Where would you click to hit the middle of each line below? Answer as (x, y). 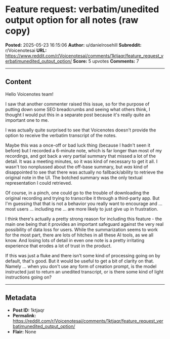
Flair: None (24, 331)
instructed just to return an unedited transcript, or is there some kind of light (84, 272)
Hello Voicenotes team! (30, 94)
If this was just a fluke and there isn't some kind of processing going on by (83, 255)
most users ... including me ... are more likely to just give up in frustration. (82, 209)
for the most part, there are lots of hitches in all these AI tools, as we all (79, 235)
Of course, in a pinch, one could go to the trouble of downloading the (77, 193)
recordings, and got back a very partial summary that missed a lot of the (80, 156)
